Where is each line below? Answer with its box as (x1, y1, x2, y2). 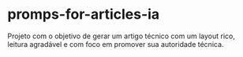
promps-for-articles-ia (7, 5, 160, 23)
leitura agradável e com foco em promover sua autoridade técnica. (7, 39, 224, 48)
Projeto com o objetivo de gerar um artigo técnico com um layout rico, (7, 31, 236, 41)
